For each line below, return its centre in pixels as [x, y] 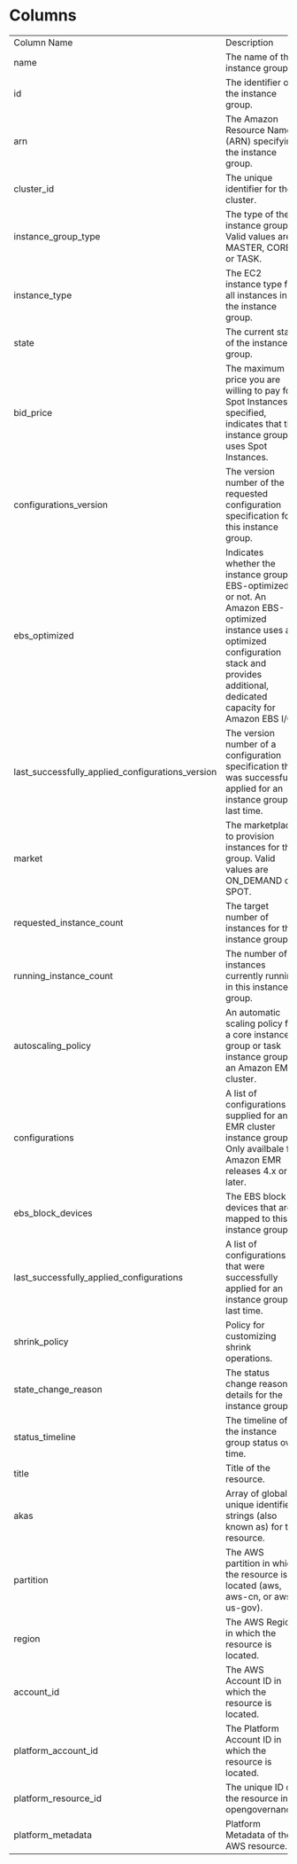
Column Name [43, 43]
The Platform [252, 1728]
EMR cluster [250, 1126]
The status [247, 1373]
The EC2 [244, 273]
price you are [253, 380]
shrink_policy [41, 1342]
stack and [246, 663]
